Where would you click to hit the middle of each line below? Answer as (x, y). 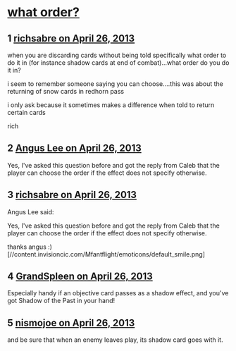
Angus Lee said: (31, 211)
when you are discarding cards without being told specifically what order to (117, 55)
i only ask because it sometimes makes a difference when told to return (111, 105)
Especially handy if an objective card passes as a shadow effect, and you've (118, 293)
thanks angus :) (30, 247)
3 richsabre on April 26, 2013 (72, 195)
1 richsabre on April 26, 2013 (71, 38)
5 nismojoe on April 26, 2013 (71, 322)
